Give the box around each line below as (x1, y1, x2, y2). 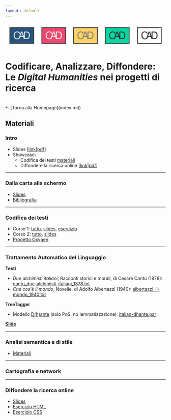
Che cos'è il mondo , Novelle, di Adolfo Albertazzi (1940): (12, 286, 132, 292)
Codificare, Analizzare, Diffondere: (5, 61, 156, 72)
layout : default (5, 8, 40, 13)
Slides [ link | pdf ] (12, 146, 46, 152)
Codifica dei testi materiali (20, 157, 75, 163)
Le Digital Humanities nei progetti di (5, 72, 160, 83)
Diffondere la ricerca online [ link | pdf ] (20, 162, 98, 168)
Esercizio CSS (12, 409, 42, 415)
